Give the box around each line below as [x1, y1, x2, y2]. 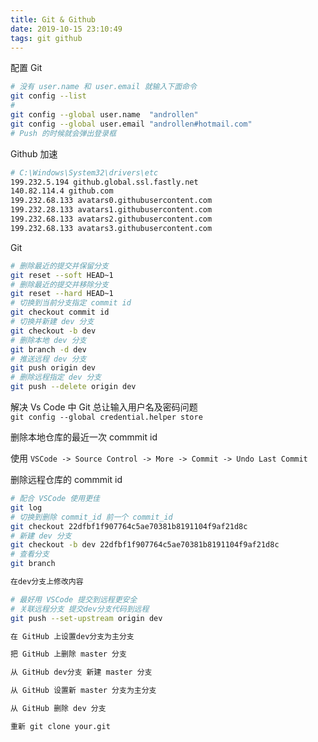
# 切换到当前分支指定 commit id [10, 298, 132, 308]
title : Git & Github [10, 14, 97, 25]
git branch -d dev [10, 344, 87, 355]
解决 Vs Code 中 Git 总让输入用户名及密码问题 [10, 401, 198, 413]
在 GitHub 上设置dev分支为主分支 [10, 631, 135, 641]
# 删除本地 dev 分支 [10, 335, 87, 345]
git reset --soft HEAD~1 [10, 270, 114, 280]
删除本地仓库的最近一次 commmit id [10, 431, 158, 443]
